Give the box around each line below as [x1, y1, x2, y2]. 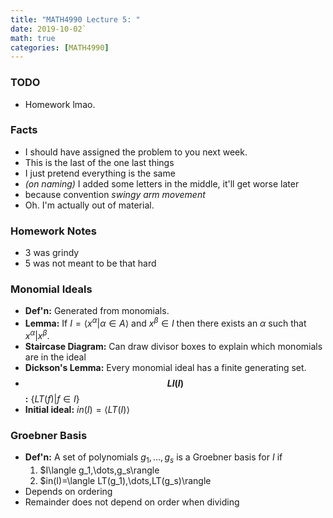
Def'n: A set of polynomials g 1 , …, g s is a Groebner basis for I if [24, 451, 283, 465]
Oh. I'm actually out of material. [24, 199, 155, 211]
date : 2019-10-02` [10, 24, 87, 34]
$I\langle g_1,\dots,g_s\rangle [39, 464, 160, 476]
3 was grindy [24, 247, 80, 259]
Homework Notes [10, 224, 97, 238]
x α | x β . [24, 328, 50, 341]
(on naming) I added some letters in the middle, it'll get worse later [24, 177, 300, 190]
